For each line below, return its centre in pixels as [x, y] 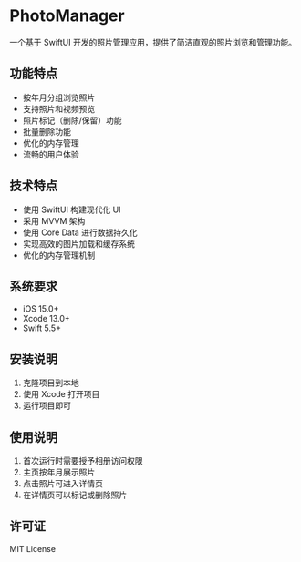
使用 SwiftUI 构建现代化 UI [72, 209]
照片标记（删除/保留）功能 [72, 120]
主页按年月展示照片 [59, 472]
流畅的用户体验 [51, 154]
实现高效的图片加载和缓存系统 [78, 243]
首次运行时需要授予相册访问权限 [83, 460]
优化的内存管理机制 [59, 255]
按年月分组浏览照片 [59, 97]
